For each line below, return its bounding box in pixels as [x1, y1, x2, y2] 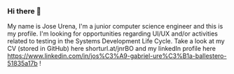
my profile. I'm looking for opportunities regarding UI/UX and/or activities [7, 29, 219, 38]
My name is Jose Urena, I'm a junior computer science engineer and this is [7, 22, 223, 31]
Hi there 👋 [7, 6, 42, 16]
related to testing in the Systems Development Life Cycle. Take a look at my [7, 37, 226, 45]
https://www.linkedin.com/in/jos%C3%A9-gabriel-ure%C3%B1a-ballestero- [7, 52, 227, 60]
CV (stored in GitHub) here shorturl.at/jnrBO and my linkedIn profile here [7, 45, 216, 53]
